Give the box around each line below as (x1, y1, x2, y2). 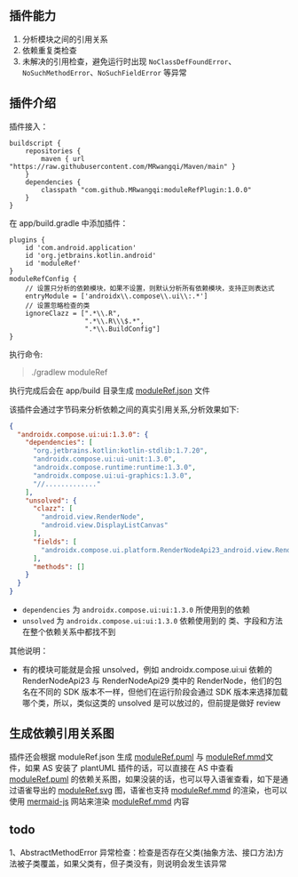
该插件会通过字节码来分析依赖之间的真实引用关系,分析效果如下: (9, 404, 239, 414)
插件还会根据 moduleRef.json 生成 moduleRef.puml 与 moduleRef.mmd (9, 751, 266, 762)
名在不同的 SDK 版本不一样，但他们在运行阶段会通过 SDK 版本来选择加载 (21, 687, 288, 696)
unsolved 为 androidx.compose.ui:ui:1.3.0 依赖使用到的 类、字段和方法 (21, 616, 284, 625)
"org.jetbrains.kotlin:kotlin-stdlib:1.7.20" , (32, 447, 208, 455)
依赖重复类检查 (21, 44, 77, 55)
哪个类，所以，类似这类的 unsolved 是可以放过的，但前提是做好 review (21, 697, 281, 708)
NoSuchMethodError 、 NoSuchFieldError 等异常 (21, 67, 187, 77)
